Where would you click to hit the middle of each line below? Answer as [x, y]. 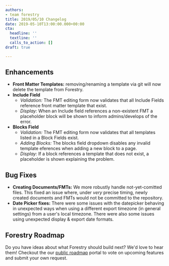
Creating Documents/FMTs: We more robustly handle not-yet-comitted [87, 187]
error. [26, 122]
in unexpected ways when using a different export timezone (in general [87, 209]
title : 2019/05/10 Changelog [36, 19]
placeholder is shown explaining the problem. [67, 159]
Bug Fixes [21, 175]
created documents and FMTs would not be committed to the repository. [88, 198]
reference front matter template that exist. [64, 106]
